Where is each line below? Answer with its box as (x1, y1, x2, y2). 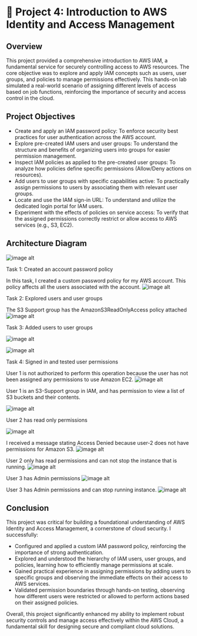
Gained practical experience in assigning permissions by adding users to (14, 568, 191, 575)
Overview (6, 41, 43, 51)
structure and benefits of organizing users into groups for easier (14, 146, 171, 153)
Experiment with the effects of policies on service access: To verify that (14, 209, 189, 216)
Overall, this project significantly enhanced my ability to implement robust (6, 611, 185, 618)
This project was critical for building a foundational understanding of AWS (6, 519, 185, 526)
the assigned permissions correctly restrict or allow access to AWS (14, 215, 178, 222)
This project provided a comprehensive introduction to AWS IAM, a (6, 57, 168, 64)
